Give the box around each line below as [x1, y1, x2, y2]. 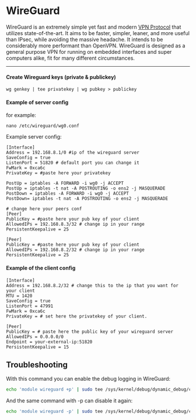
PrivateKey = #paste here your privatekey [6, 170, 111, 176]
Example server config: [6, 133, 62, 140]
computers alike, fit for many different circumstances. [6, 54, 135, 61]
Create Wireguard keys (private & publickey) [6, 73, 117, 80]
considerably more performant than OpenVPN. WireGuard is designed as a [6, 42, 185, 49]
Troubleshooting [6, 360, 68, 370]
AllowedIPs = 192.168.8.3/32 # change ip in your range [6, 221, 145, 228]
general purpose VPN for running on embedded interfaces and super [6, 48, 172, 55]
